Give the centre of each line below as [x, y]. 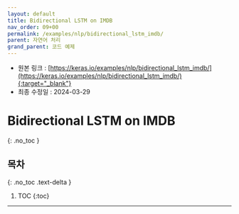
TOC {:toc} [33, 196]
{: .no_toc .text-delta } [39, 182]
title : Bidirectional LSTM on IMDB [60, 21]
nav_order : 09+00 [33, 27]
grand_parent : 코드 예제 [41, 47]
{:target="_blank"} [44, 83]
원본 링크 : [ [34, 68]
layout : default [31, 14]
